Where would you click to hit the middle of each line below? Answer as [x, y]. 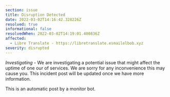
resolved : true [22, 24]
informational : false [29, 29]
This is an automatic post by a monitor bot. [51, 89]
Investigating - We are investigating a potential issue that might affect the [83, 62]
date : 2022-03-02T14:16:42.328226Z [43, 19]
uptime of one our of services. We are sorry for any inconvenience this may [85, 68]
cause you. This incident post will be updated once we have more [75, 73]
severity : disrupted [27, 48]
